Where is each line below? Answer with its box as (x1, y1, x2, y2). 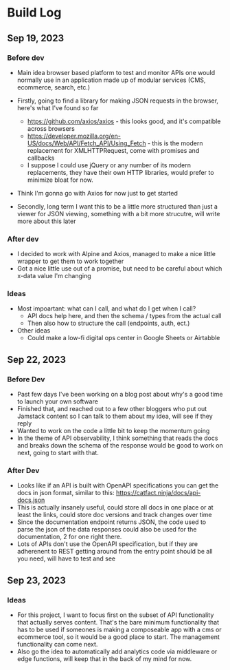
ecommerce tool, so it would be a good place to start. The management (16, 633, 220, 641)
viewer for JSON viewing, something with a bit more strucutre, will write (16, 209, 220, 218)
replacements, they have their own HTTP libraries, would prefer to (27, 168, 214, 176)
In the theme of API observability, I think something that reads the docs (16, 434, 218, 442)
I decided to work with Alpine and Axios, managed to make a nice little (16, 250, 216, 258)
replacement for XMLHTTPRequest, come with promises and (27, 146, 200, 154)
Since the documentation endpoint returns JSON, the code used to (16, 518, 207, 526)
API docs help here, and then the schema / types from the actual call (27, 312, 222, 320)
